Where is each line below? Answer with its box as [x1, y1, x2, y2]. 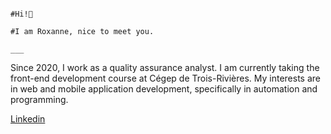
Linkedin [10, 113, 46, 125]
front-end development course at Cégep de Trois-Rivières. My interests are [10, 72, 321, 84]
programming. [10, 94, 69, 105]
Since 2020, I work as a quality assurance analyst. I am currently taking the [10, 62, 320, 73]
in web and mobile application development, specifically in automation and [10, 83, 318, 95]
